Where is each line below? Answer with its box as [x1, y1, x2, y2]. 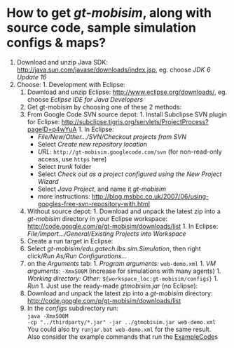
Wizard [37, 177, 59, 185]
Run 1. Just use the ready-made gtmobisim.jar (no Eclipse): [27, 281, 198, 290]
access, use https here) [37, 154, 107, 163]
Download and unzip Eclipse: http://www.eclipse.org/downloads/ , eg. [27, 88, 228, 96]
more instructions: [37, 192, 90, 201]
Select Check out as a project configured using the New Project [37, 170, 222, 178]
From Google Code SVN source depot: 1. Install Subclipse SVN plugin [27, 110, 227, 119]
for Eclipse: [27, 117, 60, 126]
